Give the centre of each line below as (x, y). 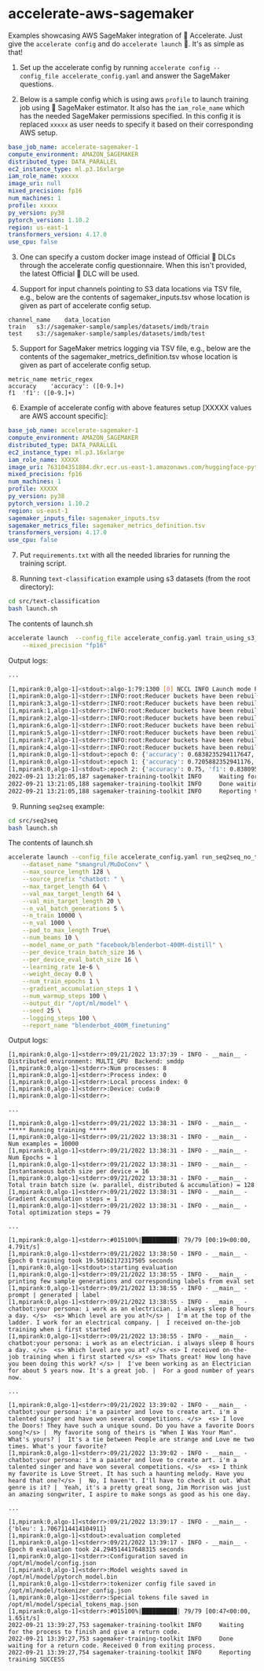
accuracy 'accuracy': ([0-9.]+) (66, 387)
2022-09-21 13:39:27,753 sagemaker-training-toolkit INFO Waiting (126, 1625)
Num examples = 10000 (44, 1144)
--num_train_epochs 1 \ (61, 982)
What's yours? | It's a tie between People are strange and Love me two (132, 1440)
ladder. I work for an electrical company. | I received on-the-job (125, 1323)
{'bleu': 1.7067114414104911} (58, 1529)
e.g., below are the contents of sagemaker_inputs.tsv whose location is (134, 297)
